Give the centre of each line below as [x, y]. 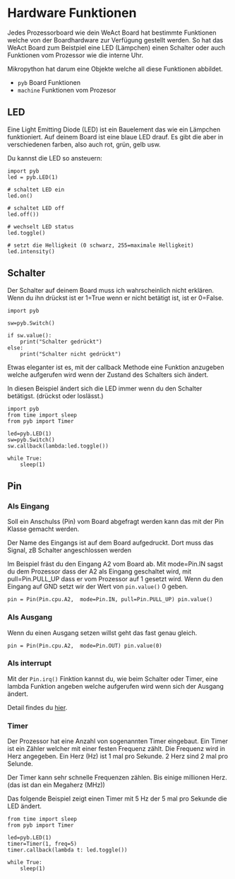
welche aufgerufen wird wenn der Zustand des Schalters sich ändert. [108, 374]
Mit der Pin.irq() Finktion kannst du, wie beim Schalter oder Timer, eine [113, 679]
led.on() [20, 196]
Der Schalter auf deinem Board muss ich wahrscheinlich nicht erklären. [110, 290]
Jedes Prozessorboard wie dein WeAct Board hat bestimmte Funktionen [112, 33]
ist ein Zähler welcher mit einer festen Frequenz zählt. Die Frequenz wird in [116, 749]
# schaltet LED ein [36, 190]
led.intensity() [31, 251]
